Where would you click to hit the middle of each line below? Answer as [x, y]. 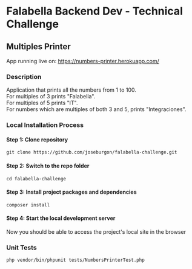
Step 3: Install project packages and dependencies [72, 192]
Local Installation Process [45, 125]
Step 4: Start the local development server [61, 218]
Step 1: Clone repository [37, 139]
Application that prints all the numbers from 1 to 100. [71, 90]
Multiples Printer [38, 46]
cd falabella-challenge [36, 179]
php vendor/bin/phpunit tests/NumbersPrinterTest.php [76, 260]
